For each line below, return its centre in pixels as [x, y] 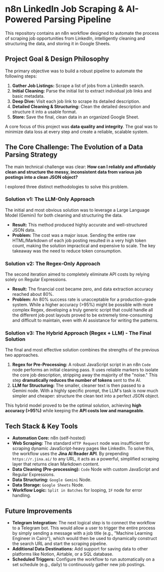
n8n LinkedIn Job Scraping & [65, 9]
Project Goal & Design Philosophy [57, 59]
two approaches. [22, 355]
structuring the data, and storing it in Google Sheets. [58, 43]
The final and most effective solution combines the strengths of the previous [82, 350]
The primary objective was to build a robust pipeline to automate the [74, 71]
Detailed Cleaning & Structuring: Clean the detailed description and [81, 106]
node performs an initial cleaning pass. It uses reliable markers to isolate [85, 370]
